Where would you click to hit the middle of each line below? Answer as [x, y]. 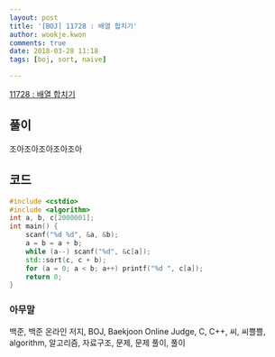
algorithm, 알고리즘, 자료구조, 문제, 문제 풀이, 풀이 [98, 343]
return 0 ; [44, 277]
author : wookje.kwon [48, 34]
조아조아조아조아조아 [46, 149]
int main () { [34, 226]
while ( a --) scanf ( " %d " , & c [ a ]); [88, 252]
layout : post [34, 18]
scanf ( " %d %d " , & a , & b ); [72, 235]
